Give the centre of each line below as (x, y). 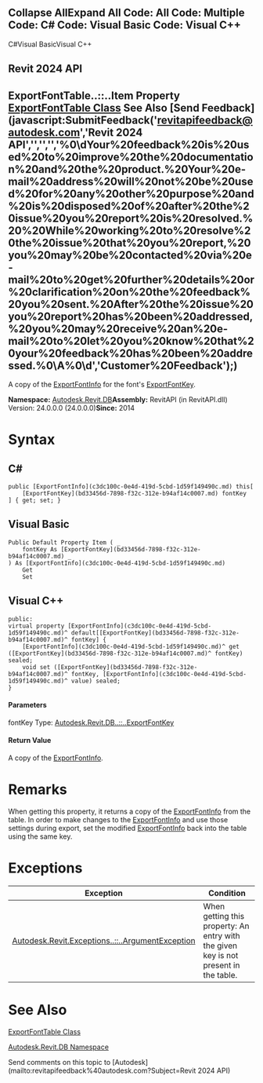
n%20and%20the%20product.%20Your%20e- (127, 169)
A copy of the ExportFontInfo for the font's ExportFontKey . (102, 385)
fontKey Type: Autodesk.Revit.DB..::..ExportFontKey (91, 723)
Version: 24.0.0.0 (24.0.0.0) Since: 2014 (72, 408)
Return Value (30, 741)
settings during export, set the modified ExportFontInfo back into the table (128, 828)
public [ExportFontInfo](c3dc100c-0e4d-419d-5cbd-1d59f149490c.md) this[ (131, 487)
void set (36, 667)
